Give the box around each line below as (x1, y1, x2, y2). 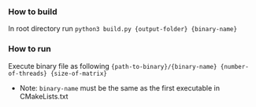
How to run (8, 44, 51, 55)
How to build (8, 6, 58, 17)
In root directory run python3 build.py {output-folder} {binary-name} (8, 24, 238, 34)
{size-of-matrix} (50, 70, 108, 77)
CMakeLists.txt (19, 91, 69, 101)
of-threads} (8, 70, 47, 77)
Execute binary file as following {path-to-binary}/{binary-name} (8, 61, 217, 70)
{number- (220, 62, 250, 70)
